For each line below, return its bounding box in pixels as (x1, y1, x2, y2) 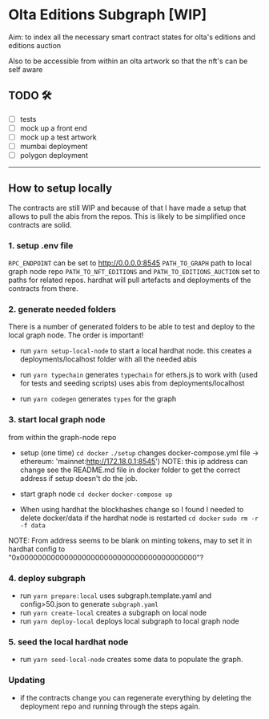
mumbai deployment (19, 141, 88, 151)
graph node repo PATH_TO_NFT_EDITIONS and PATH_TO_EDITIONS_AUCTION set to (8, 267, 260, 277)
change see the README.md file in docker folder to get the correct (19, 465, 241, 475)
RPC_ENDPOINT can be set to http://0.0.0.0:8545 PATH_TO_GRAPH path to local (8, 258, 252, 268)
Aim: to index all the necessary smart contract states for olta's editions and (8, 32, 256, 42)
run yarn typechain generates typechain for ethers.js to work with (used (19, 370, 258, 380)
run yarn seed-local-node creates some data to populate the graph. (19, 655, 243, 664)
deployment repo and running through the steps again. (19, 701, 200, 711)
